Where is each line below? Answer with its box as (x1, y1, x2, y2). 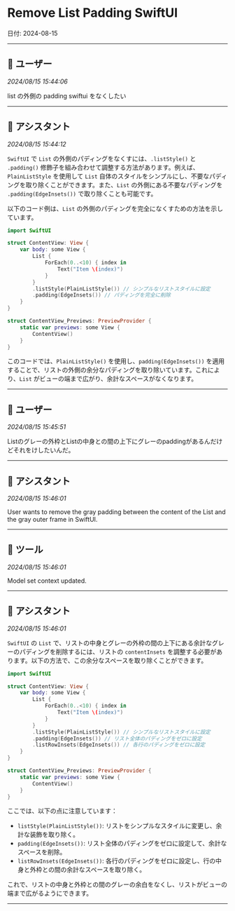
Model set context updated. (7, 576, 87, 585)
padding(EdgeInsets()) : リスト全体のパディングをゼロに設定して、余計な (17, 839, 227, 848)
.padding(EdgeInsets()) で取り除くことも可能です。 (7, 189, 157, 198)
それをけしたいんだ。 (13, 446, 75, 454)
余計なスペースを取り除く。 (66, 865, 145, 874)
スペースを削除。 (17, 848, 66, 856)
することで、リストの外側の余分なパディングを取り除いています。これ (7, 366, 208, 374)
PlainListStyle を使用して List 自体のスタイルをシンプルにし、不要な (7, 172, 210, 180)
